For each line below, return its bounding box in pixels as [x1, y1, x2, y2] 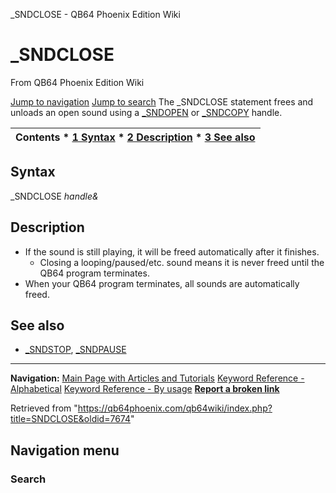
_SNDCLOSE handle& [10, 190, 99, 202]
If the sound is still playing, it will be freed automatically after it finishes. [24, 245, 320, 258]
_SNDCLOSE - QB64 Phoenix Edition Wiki [10, 9, 181, 20]
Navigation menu [10, 442, 120, 459]
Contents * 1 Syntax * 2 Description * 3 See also [15, 130, 256, 144]
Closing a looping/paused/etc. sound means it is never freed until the [39, 256, 325, 268]
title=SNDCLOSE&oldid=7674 [10, 413, 131, 425]
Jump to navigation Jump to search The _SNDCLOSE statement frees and [10, 95, 314, 108]
